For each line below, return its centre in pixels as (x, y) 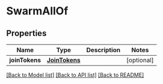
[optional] (140, 60)
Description (103, 50)
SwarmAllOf (37, 11)
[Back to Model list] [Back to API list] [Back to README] (75, 75)
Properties (26, 33)
